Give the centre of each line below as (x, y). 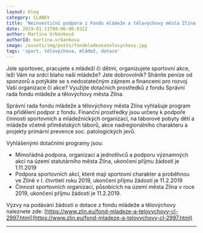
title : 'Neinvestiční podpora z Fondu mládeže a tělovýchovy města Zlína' (102, 23)
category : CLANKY (28, 18)
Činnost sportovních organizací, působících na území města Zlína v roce (105, 187)
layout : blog (23, 12)
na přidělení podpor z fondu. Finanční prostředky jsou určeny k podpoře (96, 112)
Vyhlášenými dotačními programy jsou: (55, 143)
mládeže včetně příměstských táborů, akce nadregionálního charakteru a (97, 125)
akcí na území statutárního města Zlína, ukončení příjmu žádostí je (97, 161)
